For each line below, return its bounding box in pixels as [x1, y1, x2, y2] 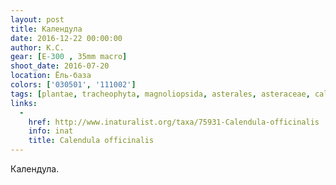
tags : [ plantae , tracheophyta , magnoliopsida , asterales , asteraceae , [10, 89, 311, 99]
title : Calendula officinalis [28, 136, 155, 146]
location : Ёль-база [10, 71, 92, 81]
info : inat [28, 126, 74, 136]
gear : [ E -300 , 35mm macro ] [10, 52, 128, 62]
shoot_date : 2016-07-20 [10, 61, 110, 71]
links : [10, 98, 38, 108]
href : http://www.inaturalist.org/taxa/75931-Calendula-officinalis [28, 117, 320, 127]
